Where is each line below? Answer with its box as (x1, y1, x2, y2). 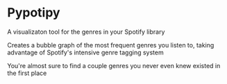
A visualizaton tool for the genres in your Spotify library (7, 28, 165, 36)
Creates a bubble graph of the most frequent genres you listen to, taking (7, 41, 215, 49)
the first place (7, 69, 47, 77)
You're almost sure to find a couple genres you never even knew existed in (7, 61, 221, 70)
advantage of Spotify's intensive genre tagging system (7, 48, 165, 56)
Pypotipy (7, 5, 60, 21)
